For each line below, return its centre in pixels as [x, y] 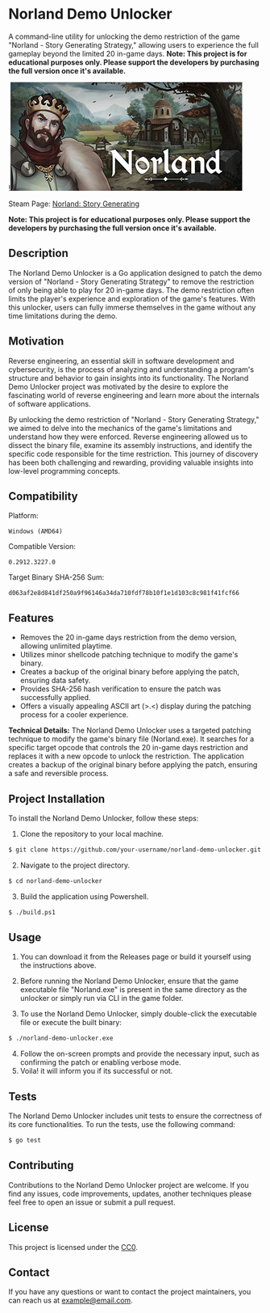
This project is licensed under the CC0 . [73, 1247]
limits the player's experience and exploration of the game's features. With [132, 298]
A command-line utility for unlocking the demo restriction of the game [124, 36]
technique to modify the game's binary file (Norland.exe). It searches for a [131, 739]
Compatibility [43, 496]
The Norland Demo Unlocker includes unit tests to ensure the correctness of [135, 1116]
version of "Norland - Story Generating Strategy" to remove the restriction [131, 281]
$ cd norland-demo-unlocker [56, 881]
